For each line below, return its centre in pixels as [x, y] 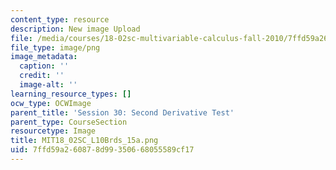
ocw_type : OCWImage [51, 103]
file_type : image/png [55, 47]
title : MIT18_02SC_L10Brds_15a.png [84, 141]
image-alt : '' [48, 85]
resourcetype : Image [53, 131]
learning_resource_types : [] [71, 94]
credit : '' [42, 76]
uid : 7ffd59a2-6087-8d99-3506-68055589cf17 [102, 150]
